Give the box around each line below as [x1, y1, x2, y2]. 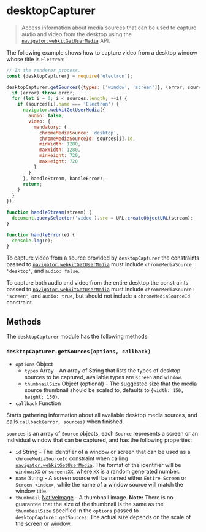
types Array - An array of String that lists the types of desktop [24, 367, 181, 374]
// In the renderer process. [6, 67, 81, 74]
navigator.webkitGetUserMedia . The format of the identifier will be [15, 461, 182, 469]
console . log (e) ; [12, 237, 53, 244]
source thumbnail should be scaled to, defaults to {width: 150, [24, 387, 184, 394]
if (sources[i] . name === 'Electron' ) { [17, 101, 120, 107]
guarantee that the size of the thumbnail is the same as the [15, 501, 164, 508]
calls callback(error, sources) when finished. [6, 418, 124, 425]
